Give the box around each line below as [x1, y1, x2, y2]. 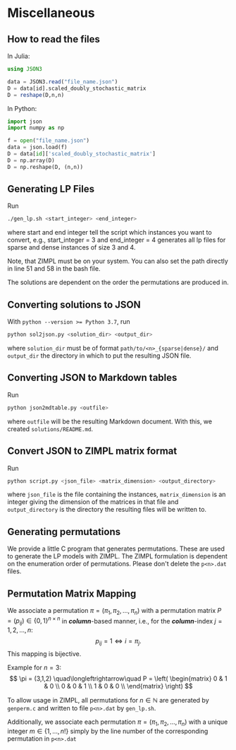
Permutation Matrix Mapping [7, 587, 137, 599]
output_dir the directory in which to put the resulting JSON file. [7, 351, 192, 360]
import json [7, 118, 42, 125]
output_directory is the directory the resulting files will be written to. [7, 505, 206, 514]
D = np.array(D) [7, 157, 55, 164]
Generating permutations [7, 525, 121, 538]
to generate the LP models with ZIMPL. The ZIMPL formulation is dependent [7, 552, 228, 561]
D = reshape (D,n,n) [7, 91, 65, 98]
